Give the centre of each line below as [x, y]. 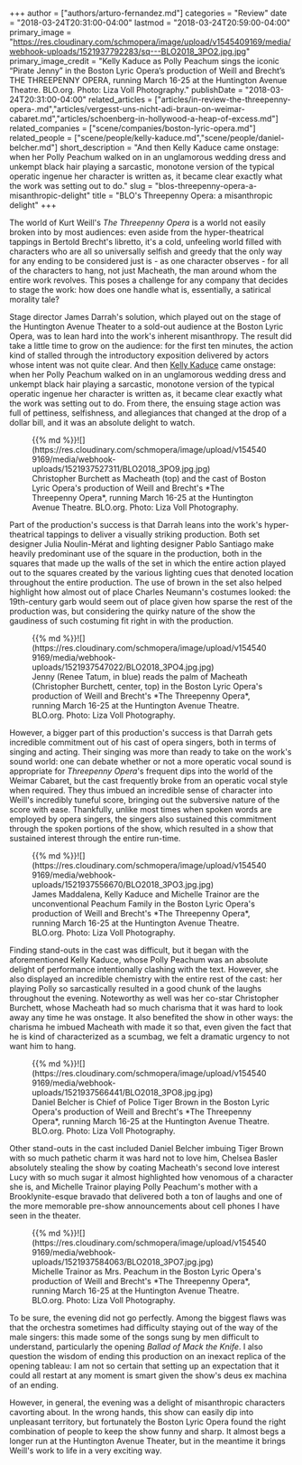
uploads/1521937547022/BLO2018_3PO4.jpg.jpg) [123, 667]
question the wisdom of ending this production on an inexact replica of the [148, 1356]
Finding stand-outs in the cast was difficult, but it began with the [129, 950]
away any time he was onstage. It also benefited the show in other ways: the [151, 1017]
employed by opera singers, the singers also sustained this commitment [143, 819]
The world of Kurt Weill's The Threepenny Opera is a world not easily [137, 222]
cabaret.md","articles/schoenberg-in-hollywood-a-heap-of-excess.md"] [144, 118]
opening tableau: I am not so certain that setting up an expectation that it [144, 1366]
